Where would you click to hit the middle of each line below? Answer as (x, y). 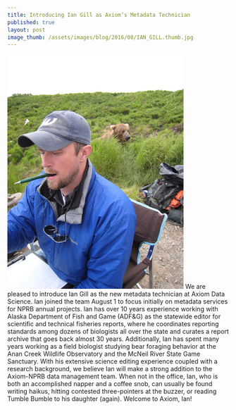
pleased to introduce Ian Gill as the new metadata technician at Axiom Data (116, 294)
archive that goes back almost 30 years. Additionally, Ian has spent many (113, 339)
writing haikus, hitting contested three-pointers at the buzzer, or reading (112, 392)
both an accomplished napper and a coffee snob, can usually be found (110, 384)
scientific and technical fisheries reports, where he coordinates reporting (113, 324)
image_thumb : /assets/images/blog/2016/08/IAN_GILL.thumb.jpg (100, 37)
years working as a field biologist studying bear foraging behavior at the (112, 347)
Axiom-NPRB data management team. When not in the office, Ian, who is (113, 376)
